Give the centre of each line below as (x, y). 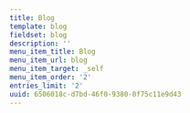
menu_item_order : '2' (51, 77)
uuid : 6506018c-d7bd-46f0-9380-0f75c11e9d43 (95, 94)
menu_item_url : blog (49, 60)
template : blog (38, 26)
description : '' (40, 43)
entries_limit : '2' (47, 86)
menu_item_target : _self (57, 69)
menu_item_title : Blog (53, 52)
